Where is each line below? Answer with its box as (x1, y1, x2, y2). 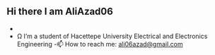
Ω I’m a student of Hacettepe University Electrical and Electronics (16, 32, 208, 40)
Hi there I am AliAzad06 (6, 6, 114, 18)
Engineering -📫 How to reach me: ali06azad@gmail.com (16, 39, 183, 48)
